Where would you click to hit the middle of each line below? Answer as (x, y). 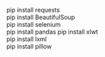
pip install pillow (29, 46)
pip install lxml (27, 39)
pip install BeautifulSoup (41, 17)
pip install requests (33, 10)
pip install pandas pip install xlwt (52, 32)
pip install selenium (34, 24)
